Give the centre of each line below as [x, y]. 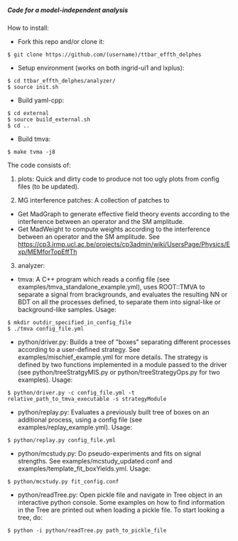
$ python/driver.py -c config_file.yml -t [71, 392]
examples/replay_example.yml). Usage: [75, 427]
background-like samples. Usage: [67, 309]
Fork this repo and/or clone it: [61, 41]
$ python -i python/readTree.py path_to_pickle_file [87, 530]
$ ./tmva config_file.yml [45, 328]
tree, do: [30, 517]
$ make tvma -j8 [31, 152]
